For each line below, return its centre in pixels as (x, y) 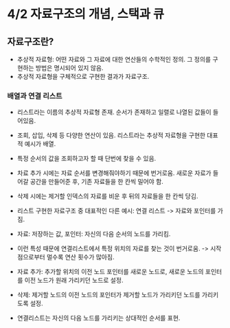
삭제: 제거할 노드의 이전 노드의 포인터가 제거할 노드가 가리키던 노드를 (108, 295)
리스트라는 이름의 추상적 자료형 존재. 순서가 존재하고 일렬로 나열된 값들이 (114, 112)
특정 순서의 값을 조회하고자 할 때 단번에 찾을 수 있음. (87, 159)
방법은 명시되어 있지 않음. (69, 68)
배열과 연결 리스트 (35, 95)
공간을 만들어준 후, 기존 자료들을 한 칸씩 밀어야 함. (96, 182)
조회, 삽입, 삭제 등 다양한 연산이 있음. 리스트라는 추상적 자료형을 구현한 (111, 135)
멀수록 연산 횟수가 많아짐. (81, 257)
